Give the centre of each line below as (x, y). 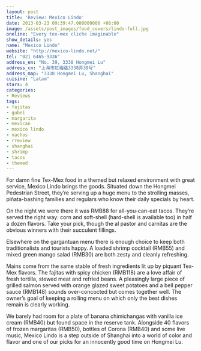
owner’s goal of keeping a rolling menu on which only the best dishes (92, 298)
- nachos (17, 135)
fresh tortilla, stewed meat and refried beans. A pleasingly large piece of (95, 279)
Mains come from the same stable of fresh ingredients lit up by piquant (94, 266)
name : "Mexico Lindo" (33, 46)
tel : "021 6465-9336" (33, 57)
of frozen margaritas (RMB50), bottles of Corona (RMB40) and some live (96, 329)
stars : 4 (17, 85)
